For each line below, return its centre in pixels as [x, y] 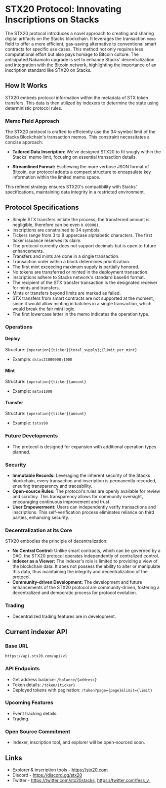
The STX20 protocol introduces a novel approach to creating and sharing [80, 33]
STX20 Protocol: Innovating [63, 9]
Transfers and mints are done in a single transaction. [66, 256]
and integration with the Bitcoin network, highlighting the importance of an [81, 65]
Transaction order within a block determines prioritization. [71, 261]
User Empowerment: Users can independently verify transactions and [84, 507]
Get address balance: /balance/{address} [55, 679]
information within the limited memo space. [56, 177]
